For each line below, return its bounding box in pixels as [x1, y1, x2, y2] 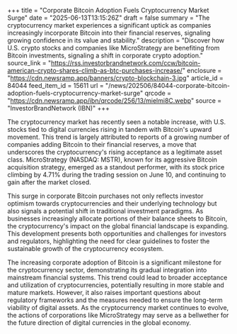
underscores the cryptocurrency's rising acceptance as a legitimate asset [7, 148, 223, 156]
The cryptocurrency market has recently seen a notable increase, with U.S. [7, 118, 226, 126]
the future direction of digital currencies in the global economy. [7, 318, 191, 327]
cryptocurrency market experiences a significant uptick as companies [7, 21, 212, 29]
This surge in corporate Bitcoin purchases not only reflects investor [7, 191, 204, 200]
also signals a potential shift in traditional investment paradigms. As [7, 207, 204, 215]
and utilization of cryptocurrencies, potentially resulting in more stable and [7, 281, 224, 289]
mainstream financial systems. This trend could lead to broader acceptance [7, 273, 228, 282]
